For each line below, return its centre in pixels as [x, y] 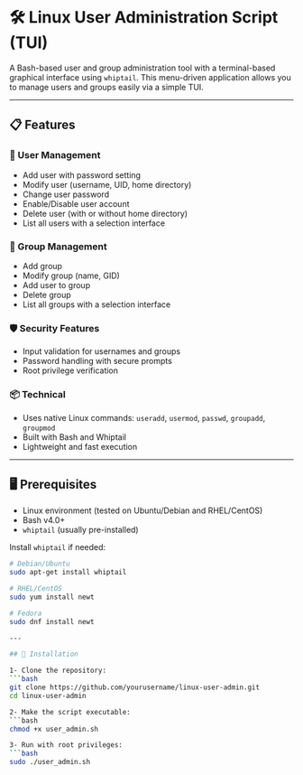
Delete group [47, 294]
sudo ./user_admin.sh [50, 762]
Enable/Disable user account [76, 203]
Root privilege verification [70, 370]
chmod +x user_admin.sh [54, 729]
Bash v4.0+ [44, 520]
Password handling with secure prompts [97, 361]
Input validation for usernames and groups [101, 351]
